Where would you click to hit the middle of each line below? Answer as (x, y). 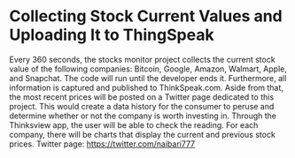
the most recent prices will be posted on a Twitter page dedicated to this (142, 97)
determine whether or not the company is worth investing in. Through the (143, 116)
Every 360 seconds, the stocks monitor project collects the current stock (143, 59)
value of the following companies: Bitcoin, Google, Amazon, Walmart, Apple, (148, 69)
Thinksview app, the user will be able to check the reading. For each (134, 124)
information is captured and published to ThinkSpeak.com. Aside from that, (146, 87)
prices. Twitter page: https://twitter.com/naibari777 (102, 144)
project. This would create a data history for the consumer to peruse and (142, 106)
